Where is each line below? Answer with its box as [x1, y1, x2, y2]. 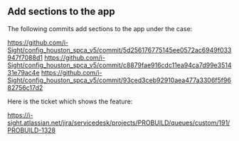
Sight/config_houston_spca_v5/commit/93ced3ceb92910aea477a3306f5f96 [7, 76, 231, 84]
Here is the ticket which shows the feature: [7, 97, 133, 106]
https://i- [7, 111, 33, 119]
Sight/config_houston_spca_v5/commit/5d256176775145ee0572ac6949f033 [7, 45, 232, 54]
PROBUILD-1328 [7, 125, 55, 134]
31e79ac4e [7, 68, 41, 77]
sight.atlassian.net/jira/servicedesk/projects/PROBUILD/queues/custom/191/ [7, 118, 230, 127]
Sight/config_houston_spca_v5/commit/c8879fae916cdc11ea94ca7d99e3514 [7, 60, 232, 69]
